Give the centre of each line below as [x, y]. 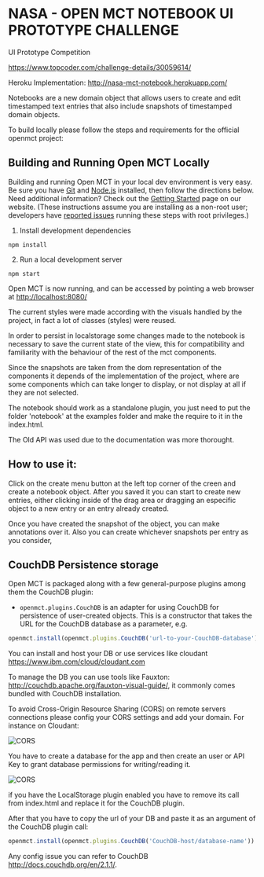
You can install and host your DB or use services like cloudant [108, 654]
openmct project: [36, 138]
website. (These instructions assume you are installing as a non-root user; [128, 207]
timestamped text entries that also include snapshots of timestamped [120, 106]
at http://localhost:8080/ [48, 296]
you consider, [30, 540]
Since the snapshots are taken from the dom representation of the [115, 367]
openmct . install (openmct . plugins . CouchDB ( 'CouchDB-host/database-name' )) [132, 842]
